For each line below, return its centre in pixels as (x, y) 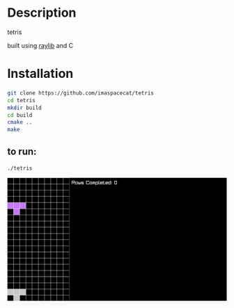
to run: (22, 151)
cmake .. (20, 122)
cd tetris (22, 100)
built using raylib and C (40, 45)
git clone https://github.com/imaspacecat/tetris (81, 93)
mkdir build (24, 108)
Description (42, 13)
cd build (20, 115)
